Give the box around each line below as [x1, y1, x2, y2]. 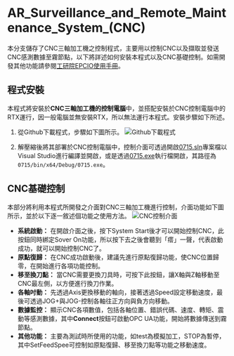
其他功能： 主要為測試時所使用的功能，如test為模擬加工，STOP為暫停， [17, 331, 226, 340]
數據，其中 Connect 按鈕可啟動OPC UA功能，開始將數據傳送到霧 [41, 314, 227, 322]
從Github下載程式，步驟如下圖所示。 [17, 128, 124, 136]
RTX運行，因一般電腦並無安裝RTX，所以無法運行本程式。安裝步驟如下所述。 [7, 112, 229, 121]
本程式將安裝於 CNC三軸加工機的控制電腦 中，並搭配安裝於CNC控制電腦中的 [7, 104, 226, 112]
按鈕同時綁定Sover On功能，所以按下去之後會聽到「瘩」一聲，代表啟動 [17, 235, 223, 244]
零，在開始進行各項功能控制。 [17, 261, 104, 270]
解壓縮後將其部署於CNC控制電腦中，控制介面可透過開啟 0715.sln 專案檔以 [17, 143, 227, 151]
